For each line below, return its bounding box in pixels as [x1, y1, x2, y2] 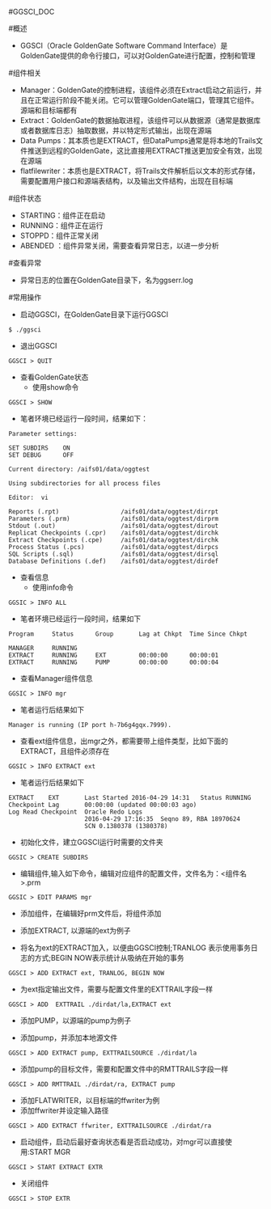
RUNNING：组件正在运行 [19, 221, 104, 230]
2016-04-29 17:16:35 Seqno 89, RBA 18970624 [84, 815, 241, 823]
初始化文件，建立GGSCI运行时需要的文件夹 [19, 837, 163, 847]
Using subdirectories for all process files [8, 480, 161, 488]
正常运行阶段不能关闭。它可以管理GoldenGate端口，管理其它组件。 [34, 95, 259, 104]
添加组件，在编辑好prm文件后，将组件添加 [19, 909, 162, 918]
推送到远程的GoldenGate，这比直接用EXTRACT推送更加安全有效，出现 [27, 146, 263, 155]
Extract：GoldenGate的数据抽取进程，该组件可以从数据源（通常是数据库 [19, 116, 261, 125]
